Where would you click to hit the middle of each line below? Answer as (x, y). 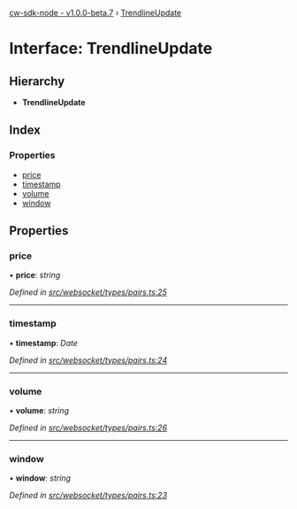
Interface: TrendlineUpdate (111, 49)
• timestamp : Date (43, 343)
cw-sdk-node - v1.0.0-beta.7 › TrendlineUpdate (95, 13)
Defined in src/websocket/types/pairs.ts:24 (88, 360)
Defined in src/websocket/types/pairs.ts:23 (88, 496)
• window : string (40, 478)
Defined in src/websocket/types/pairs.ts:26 (88, 428)
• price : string (35, 275)
